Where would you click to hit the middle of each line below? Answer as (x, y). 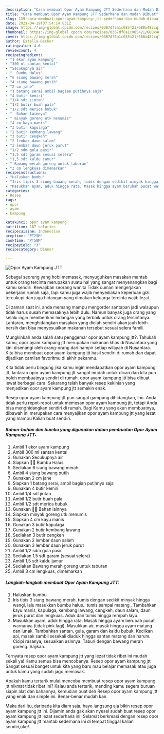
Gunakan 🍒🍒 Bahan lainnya (40, 509)
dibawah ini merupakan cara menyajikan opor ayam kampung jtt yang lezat (81, 413)
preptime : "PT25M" (24, 236)
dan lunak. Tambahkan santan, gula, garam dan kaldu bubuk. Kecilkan (83, 631)
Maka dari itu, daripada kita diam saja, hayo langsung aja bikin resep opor (79, 706)
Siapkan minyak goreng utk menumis (50, 514)
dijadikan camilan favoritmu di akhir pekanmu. (52, 358)
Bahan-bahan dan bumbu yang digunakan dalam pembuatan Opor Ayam (82, 429)
